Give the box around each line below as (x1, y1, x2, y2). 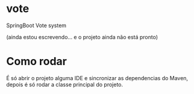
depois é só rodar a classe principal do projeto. (6, 81, 124, 88)
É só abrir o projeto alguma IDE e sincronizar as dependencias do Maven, (6, 74, 189, 81)
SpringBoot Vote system (6, 22, 67, 29)
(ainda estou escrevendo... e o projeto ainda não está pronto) (6, 33, 158, 40)
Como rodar (6, 55, 67, 68)
